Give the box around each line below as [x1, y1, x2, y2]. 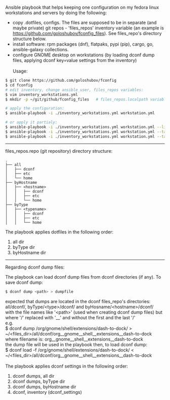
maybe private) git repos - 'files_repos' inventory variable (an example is [12, 25, 164, 31]
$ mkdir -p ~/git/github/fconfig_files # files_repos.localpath [5, 96, 148, 102]
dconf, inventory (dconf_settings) [12, 389, 82, 395]
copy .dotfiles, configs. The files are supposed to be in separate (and [12, 20, 157, 25]
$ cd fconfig [5, 82, 33, 88]
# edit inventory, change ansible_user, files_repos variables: [5, 87, 144, 92]
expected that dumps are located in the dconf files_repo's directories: [5, 298, 151, 304]
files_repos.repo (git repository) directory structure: [5, 148, 113, 154]
